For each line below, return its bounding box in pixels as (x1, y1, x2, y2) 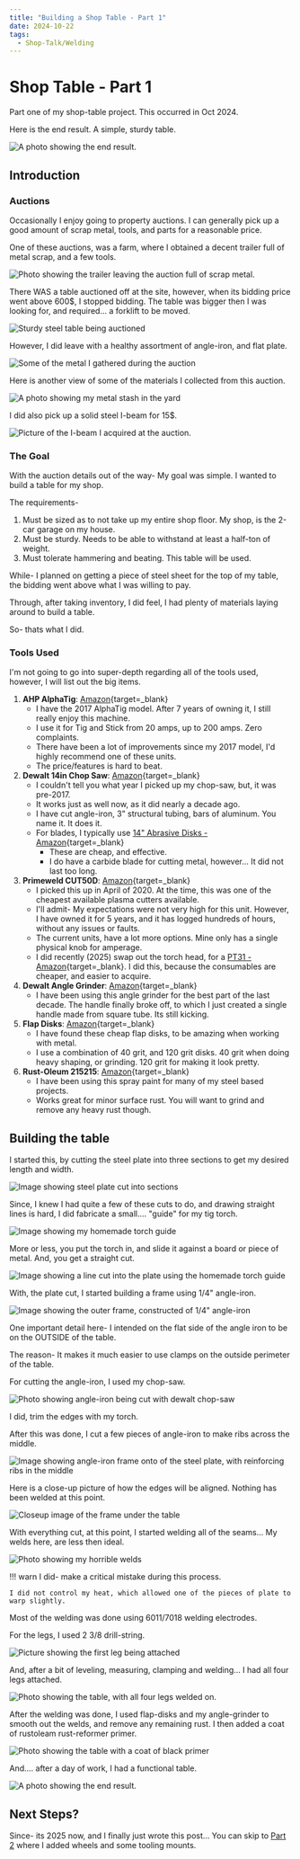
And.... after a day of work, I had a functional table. (9, 1763, 198, 1774)
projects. (35, 1085, 69, 1097)
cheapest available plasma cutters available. (35, 894, 200, 905)
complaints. (35, 732, 79, 743)
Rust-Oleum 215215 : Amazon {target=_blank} (22, 1066, 190, 1077)
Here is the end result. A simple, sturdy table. (9, 124, 177, 135)
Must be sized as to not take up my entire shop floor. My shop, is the (22, 514, 277, 526)
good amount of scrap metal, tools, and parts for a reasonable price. (9, 224, 262, 235)
